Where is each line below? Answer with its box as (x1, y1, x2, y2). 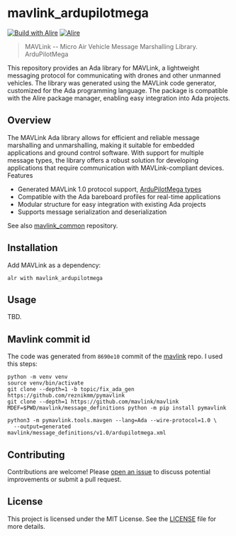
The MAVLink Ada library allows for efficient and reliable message (7, 133, 200, 141)
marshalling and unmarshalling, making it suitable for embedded (7, 141, 195, 149)
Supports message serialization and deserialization (17, 208, 167, 216)
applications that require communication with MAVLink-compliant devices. (7, 164, 225, 172)
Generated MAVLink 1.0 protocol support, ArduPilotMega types (17, 185, 202, 193)
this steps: (7, 360, 38, 368)
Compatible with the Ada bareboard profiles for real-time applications (17, 192, 221, 200)
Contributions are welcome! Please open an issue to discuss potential (7, 468, 210, 476)
